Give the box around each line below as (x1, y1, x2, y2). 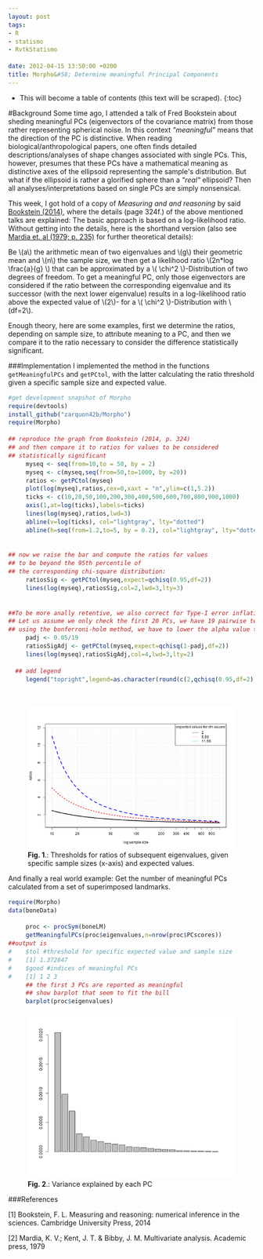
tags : (8, 20, 26, 29)
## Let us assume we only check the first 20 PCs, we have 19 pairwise (8, 617, 247, 626)
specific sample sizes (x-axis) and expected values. (27, 858, 195, 867)
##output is (8, 940, 47, 947)
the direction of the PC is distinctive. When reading (8, 133, 172, 143)
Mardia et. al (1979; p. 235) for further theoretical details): (8, 232, 194, 241)
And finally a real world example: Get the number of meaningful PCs (8, 874, 228, 883)
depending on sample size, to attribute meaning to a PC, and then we (8, 329, 231, 338)
